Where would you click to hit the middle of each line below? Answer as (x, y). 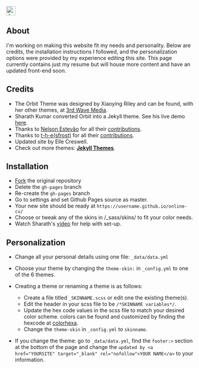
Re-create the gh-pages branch (52, 193)
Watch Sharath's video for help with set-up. (68, 224)
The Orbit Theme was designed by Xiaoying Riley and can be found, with (104, 103)
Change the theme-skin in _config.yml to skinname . (85, 329)
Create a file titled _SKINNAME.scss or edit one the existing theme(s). (106, 298)
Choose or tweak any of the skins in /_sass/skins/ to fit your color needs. (104, 218)
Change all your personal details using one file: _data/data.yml (91, 257)
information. (29, 360)
